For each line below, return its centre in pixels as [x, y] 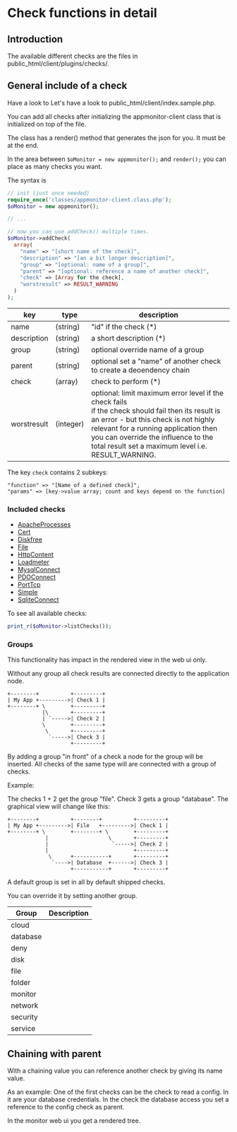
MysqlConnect [39, 570]
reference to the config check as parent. [66, 1107]
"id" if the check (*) [124, 327]
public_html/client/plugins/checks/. [58, 64]
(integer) [70, 424]
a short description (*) [128, 338]
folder [21, 983]
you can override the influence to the [152, 437]
